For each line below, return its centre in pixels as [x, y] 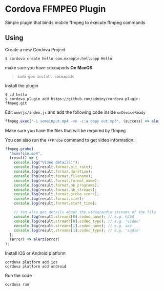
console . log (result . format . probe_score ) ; [56, 194]
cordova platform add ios [31, 262]
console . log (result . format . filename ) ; [53, 176]
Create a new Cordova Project [35, 49]
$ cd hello [16, 94]
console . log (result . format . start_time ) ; [55, 204]
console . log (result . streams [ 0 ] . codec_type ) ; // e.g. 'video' [77, 221]
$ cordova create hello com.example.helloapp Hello [59, 59]
